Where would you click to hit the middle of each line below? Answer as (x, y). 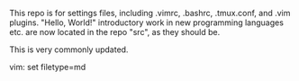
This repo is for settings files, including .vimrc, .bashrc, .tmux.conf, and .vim (150, 13)
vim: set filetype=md (48, 67)
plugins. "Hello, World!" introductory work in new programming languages (146, 22)
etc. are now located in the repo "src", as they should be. (115, 32)
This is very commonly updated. (69, 49)
